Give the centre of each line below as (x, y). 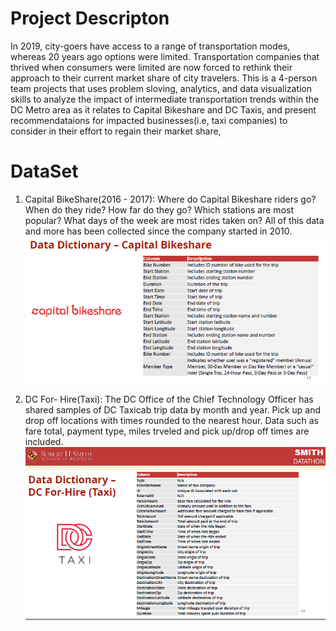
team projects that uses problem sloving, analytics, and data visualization (161, 88)
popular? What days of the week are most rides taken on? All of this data (174, 220)
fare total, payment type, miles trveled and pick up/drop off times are (167, 431)
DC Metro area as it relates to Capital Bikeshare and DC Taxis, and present (163, 109)
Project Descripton (90, 18)
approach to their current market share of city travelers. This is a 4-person (164, 78)
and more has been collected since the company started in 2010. (158, 231)
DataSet (44, 171)
